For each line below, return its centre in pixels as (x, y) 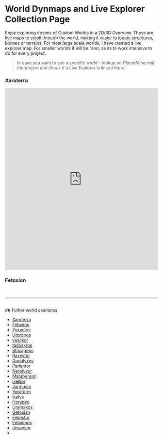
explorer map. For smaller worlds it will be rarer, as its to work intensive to (79, 48)
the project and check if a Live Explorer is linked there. (71, 68)
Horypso (21, 402)
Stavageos (23, 350)
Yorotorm (21, 391)
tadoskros (22, 345)
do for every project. (25, 53)
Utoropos (21, 335)
